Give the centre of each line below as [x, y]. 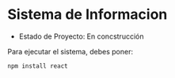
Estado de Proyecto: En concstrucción [81, 36]
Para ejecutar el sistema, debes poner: [70, 51]
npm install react [38, 66]
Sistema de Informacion [87, 15]
